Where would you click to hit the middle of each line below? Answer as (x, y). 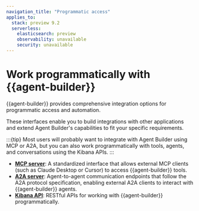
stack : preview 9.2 (36, 23)
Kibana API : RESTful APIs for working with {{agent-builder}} (89, 195)
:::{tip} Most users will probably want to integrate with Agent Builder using (97, 139)
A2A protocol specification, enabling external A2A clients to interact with (104, 182)
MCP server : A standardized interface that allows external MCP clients (102, 163)
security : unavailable (45, 45)
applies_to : (21, 17)
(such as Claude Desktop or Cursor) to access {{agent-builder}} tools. (101, 170)
